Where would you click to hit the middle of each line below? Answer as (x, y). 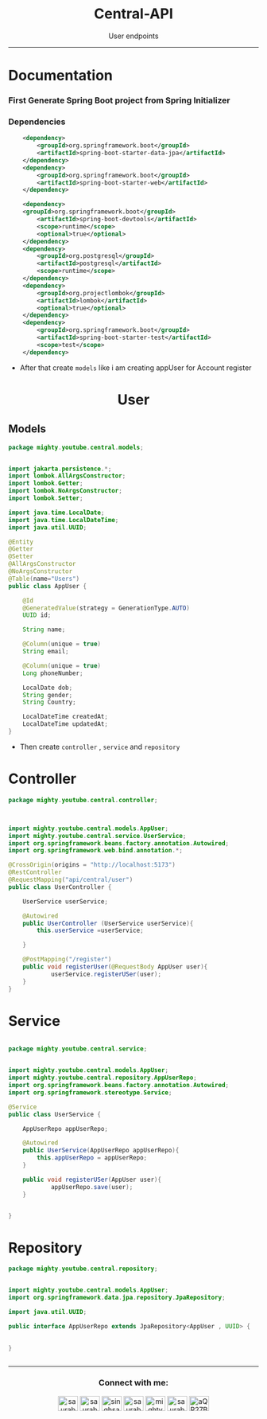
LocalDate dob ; (48, 688)
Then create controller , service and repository (100, 747)
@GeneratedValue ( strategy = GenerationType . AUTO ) (106, 608)
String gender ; (48, 695)
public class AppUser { (48, 586)
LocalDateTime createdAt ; (66, 717)
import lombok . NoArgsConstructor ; (66, 491)
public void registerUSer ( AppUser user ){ (92, 1179)
